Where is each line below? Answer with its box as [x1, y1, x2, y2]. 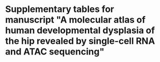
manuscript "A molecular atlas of [5, 14, 146, 25]
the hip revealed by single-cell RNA [5, 35, 155, 47]
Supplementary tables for [5, 3, 114, 15]
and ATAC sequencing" [5, 46, 104, 57]
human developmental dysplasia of [5, 25, 155, 36]
